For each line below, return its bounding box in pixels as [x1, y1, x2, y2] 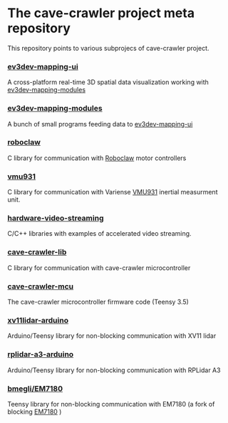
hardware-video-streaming [7, 213, 104, 223]
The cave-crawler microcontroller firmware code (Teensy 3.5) [7, 298, 189, 307]
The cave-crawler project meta [7, 5, 195, 21]
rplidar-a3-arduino [7, 349, 74, 359]
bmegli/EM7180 [7, 384, 63, 394]
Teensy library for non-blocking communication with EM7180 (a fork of [7, 399, 215, 408]
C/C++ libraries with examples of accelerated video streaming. [7, 229, 192, 238]
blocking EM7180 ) [7, 407, 62, 416]
